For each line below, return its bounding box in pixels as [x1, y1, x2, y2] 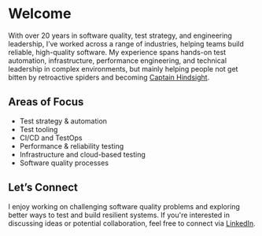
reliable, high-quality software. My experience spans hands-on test [8, 47, 227, 57]
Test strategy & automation [19, 116, 108, 126]
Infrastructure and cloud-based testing [19, 149, 146, 159]
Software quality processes [19, 158, 109, 168]
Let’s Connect [8, 181, 79, 194]
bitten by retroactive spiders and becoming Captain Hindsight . [8, 72, 210, 82]
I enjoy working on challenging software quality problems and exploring [8, 201, 240, 211]
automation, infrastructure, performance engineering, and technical [8, 56, 227, 65]
